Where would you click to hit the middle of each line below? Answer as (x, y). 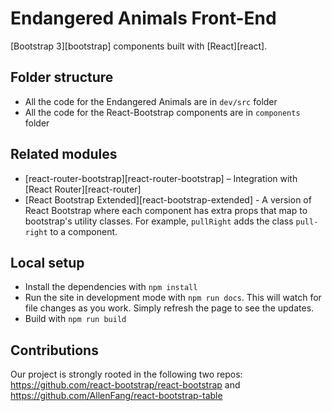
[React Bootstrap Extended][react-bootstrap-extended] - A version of (168, 199)
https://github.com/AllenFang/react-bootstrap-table (116, 396)
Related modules (64, 154)
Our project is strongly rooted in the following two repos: (126, 374)
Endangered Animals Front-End (143, 18)
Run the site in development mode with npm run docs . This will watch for (173, 298)
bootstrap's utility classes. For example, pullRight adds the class (159, 221)
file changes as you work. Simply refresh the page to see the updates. (169, 308)
